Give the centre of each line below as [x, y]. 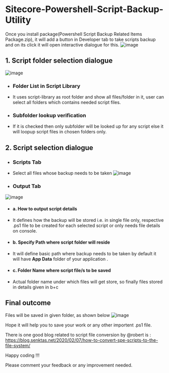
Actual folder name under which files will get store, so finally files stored [88, 282]
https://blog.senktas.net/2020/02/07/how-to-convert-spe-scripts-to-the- [82, 340]
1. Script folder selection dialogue [59, 61]
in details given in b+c [36, 287]
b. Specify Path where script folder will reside [61, 242]
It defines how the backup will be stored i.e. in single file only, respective [88, 220]
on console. [25, 230]
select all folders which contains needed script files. [67, 103]
